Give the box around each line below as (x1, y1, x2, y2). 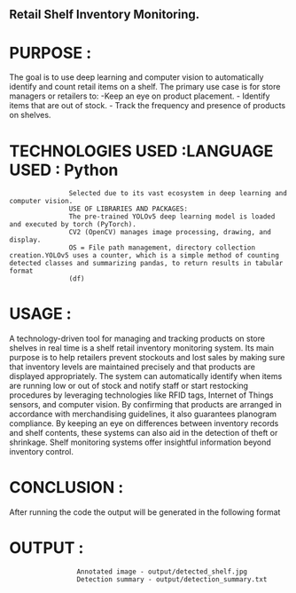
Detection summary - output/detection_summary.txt (76, 575, 268, 584)
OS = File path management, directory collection (68, 243, 255, 252)
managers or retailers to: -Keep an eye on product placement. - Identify (9, 91, 270, 101)
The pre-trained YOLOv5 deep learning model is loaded (68, 212, 276, 221)
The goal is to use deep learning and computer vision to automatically (9, 72, 264, 83)
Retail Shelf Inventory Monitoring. (9, 7, 200, 22)
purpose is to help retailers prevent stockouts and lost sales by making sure (9, 352, 285, 363)
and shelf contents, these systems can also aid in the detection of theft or (9, 428, 278, 439)
